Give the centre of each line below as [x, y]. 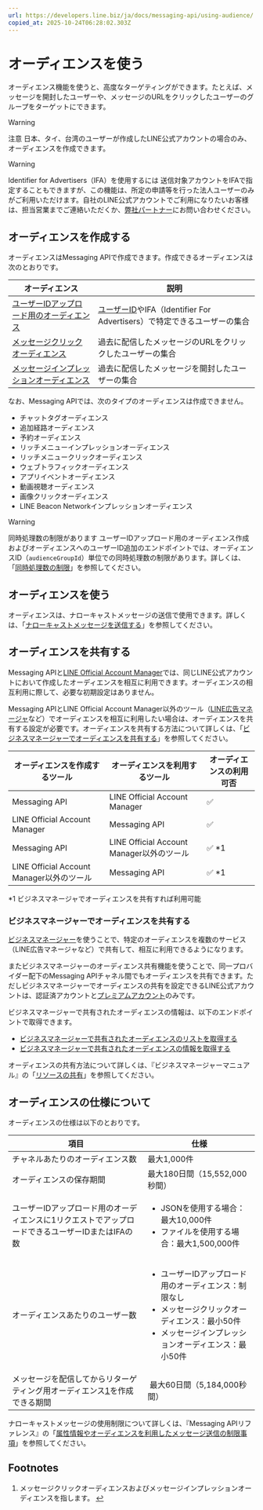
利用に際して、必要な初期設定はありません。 [86, 692]
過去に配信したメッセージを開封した [164, 368]
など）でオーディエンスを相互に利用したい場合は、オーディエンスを [137, 718]
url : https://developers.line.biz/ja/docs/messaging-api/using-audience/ [131, 15]
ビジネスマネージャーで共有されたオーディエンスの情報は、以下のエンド [124, 1012]
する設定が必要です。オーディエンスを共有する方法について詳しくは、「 [129, 728]
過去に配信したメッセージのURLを [160, 342]
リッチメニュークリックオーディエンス [81, 457]
